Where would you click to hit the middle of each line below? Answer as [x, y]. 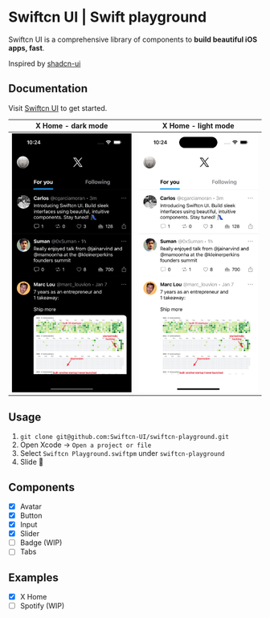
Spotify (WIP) [42, 606]
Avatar [31, 506]
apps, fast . [27, 47]
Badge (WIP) [41, 543]
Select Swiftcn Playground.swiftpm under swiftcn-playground [122, 453]
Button [31, 516]
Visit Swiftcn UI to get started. [58, 108]
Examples [33, 577]
